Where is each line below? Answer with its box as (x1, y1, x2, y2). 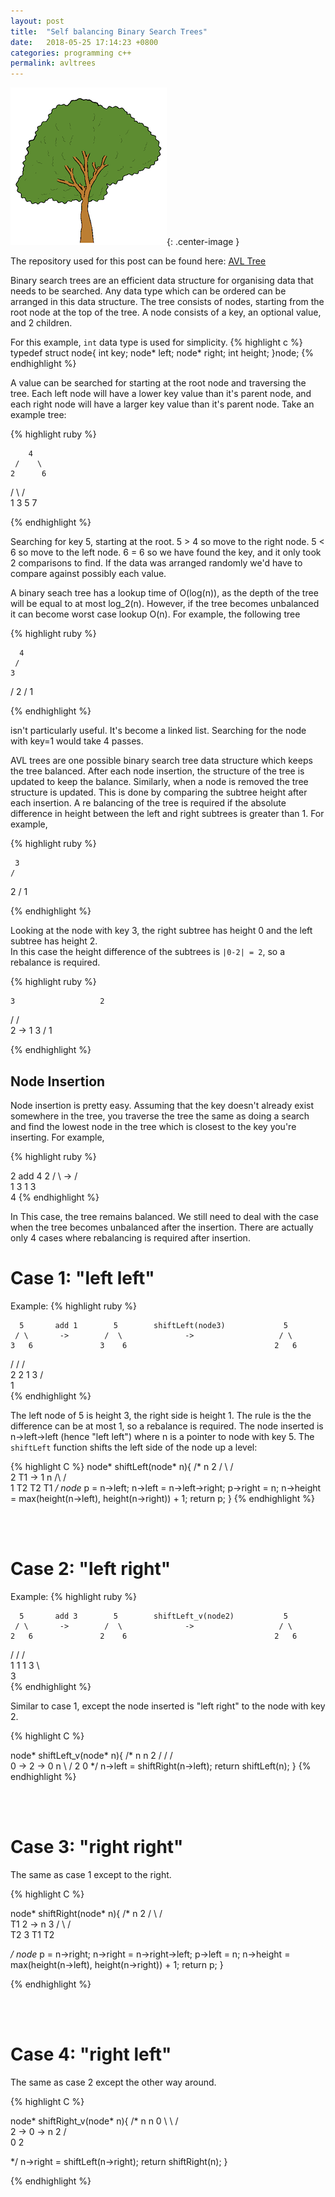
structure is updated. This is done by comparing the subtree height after (10, 786, 308, 799)
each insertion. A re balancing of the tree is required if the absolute (10, 797, 287, 809)
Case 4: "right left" (10, 2043, 172, 2065)
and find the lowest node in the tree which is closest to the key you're (10, 1120, 297, 1132)
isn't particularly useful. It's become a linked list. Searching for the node (10, 725, 307, 737)
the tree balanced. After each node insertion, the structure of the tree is (10, 765, 305, 777)
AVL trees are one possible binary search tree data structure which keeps (10, 755, 313, 767)
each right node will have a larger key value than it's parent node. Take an (10, 398, 315, 410)
